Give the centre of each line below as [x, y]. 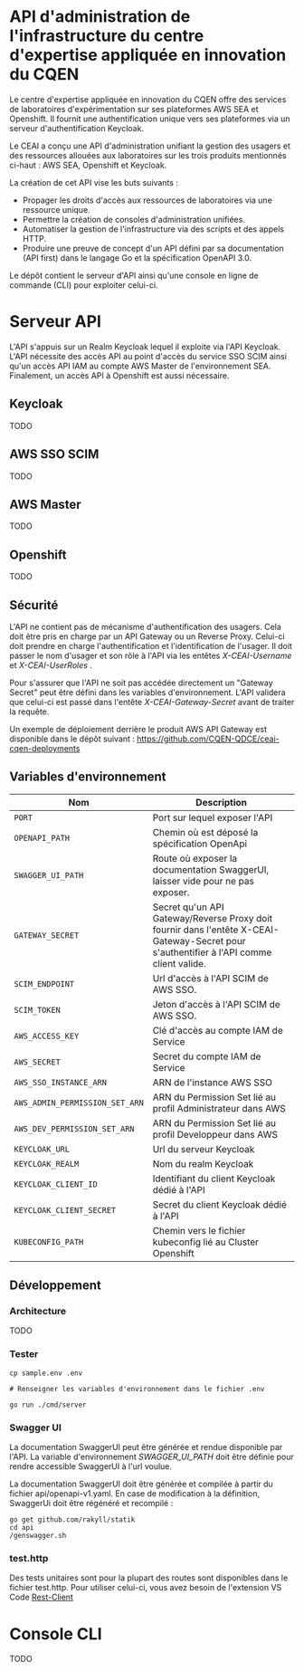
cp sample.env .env [46, 1373]
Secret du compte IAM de [207, 1056]
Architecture [38, 1312]
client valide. [179, 963]
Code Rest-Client [42, 1597]
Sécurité [34, 605]
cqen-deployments [45, 748]
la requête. [29, 711]
